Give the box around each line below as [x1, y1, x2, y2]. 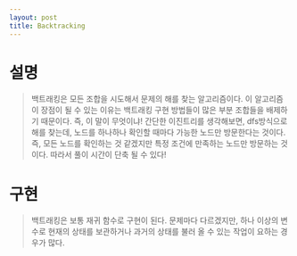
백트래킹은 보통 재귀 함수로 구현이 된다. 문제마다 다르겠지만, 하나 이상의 [30, 215, 279, 226]
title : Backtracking [9, 21, 87, 30]
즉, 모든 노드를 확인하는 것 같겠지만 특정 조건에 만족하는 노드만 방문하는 [30, 138, 279, 149]
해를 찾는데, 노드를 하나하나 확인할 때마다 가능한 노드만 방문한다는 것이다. [30, 127, 286, 138]
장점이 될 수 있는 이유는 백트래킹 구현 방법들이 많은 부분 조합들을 [40, 104, 265, 116]
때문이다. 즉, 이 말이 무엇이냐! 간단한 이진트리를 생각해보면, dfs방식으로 [40, 116, 288, 127]
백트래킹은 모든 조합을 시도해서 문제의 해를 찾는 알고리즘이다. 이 [30, 94, 252, 104]
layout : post [9, 12, 58, 22]
